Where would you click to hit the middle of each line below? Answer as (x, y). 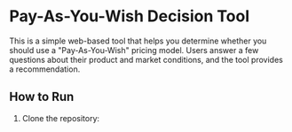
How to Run (42, 97)
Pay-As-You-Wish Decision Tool (130, 16)
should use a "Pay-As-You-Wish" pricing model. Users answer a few (134, 50)
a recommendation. (45, 69)
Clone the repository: (61, 118)
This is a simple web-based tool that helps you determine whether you (138, 41)
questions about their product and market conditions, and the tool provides (146, 59)
